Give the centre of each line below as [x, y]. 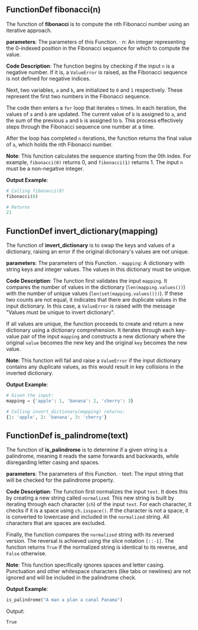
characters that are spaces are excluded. [56, 523]
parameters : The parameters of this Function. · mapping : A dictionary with [95, 263]
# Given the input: [30, 396]
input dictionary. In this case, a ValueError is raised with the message [91, 306]
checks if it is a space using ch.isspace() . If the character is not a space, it [97, 511]
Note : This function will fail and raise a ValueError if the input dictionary [94, 360]
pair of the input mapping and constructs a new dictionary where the [103, 337]
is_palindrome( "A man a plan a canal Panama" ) [64, 600]
